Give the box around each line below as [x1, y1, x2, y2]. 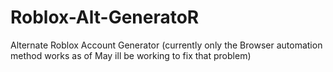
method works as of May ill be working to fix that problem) [10, 49, 252, 61]
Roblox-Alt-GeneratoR [10, 6, 200, 29]
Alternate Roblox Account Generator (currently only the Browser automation [10, 39, 323, 51]
